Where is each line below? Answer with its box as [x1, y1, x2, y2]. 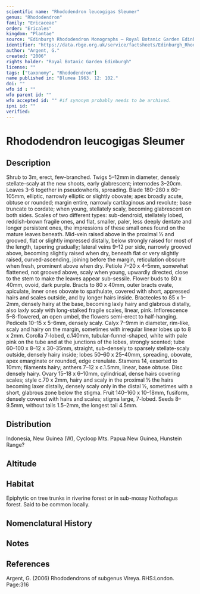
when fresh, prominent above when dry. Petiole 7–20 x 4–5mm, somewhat [6, 262, 189, 270]
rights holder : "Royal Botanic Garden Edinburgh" [6, 58, 132, 64]
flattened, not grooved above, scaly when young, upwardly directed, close [6, 269, 189, 276]
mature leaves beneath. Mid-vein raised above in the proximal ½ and [6, 231, 174, 238]
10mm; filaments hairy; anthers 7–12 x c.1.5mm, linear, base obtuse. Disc [6, 364, 183, 371]
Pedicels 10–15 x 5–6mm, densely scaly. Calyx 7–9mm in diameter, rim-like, [6, 320, 190, 327]
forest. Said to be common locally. [6, 501, 90, 508]
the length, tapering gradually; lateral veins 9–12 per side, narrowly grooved [6, 243, 192, 250]
